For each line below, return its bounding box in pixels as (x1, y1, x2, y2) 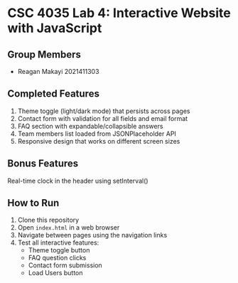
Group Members (7, 48, 82, 60)
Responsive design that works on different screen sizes (17, 137, 180, 145)
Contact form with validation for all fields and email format (17, 114, 188, 122)
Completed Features (7, 87, 99, 100)
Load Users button (28, 269, 83, 277)
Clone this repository (17, 215, 80, 225)
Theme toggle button (28, 246, 90, 255)
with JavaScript (7, 20, 102, 36)
